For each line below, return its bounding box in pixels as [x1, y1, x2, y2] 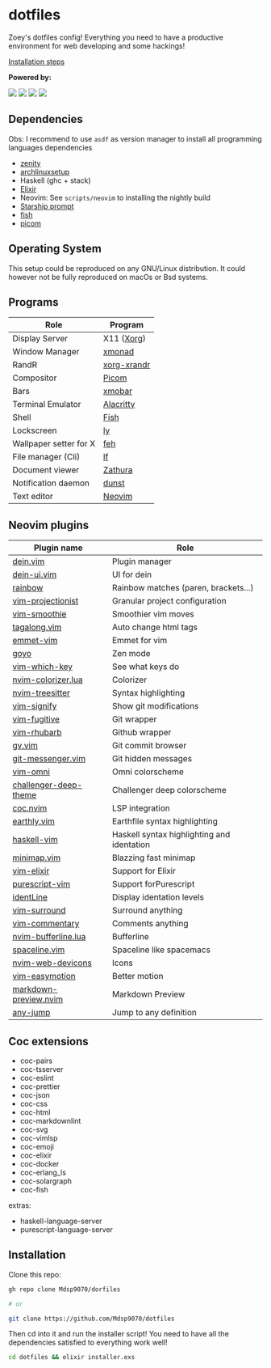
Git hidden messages [111, 753, 192, 764]
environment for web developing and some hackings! [8, 40, 186, 50]
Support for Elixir [111, 866, 176, 877]
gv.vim [12, 740, 38, 752]
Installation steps [8, 57, 65, 66]
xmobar [103, 386, 133, 397]
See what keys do [111, 661, 180, 672]
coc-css [19, 1099, 48, 1108]
